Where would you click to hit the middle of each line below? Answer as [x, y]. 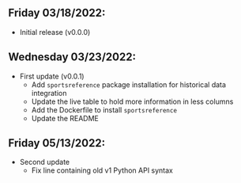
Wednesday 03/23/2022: [72, 57]
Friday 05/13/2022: [56, 143]
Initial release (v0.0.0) [55, 32]
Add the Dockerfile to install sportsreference [104, 109]
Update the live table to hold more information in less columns [132, 101]
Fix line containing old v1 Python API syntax [102, 170]
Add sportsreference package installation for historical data [129, 84]
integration [49, 93]
